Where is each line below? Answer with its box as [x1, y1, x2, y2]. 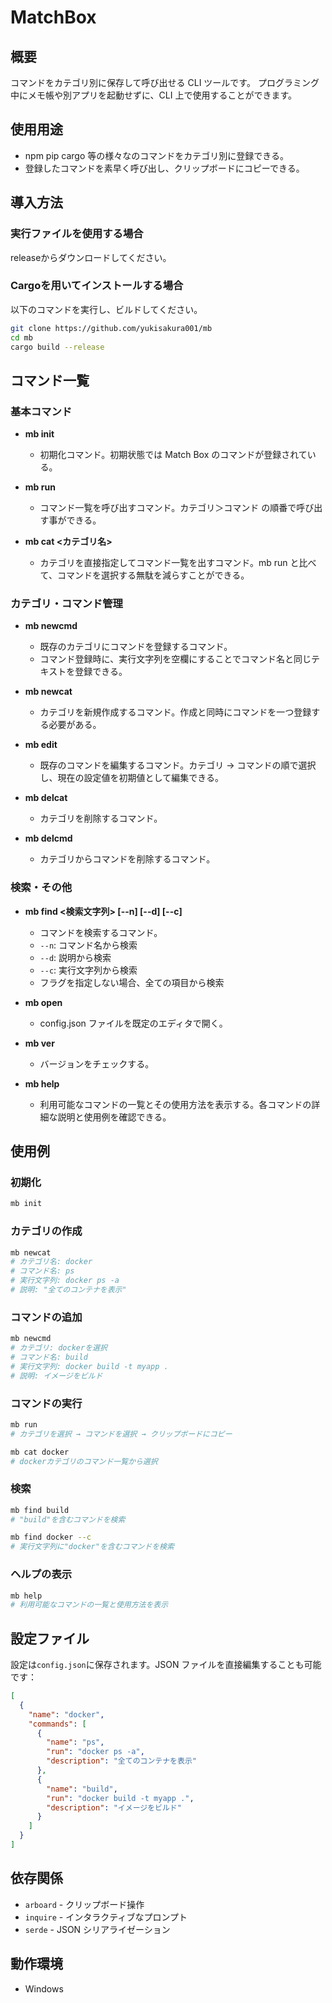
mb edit [24, 739, 58, 751]
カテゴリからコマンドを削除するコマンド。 [39, 853, 216, 865]
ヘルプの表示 [10, 1567, 73, 1581]
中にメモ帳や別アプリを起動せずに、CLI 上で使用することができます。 [10, 89, 298, 101]
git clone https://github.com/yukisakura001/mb [10, 323, 213, 333]
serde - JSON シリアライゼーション [24, 1923, 171, 1935]
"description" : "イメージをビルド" [46, 1802, 182, 1813]
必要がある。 [48, 719, 102, 731]
